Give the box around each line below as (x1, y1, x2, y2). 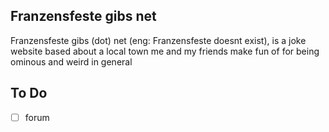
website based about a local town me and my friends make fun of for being (10, 45, 320, 57)
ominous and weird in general (10, 55, 133, 68)
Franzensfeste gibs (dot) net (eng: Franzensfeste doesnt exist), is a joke (10, 34, 307, 46)
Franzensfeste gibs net (10, 8, 157, 25)
